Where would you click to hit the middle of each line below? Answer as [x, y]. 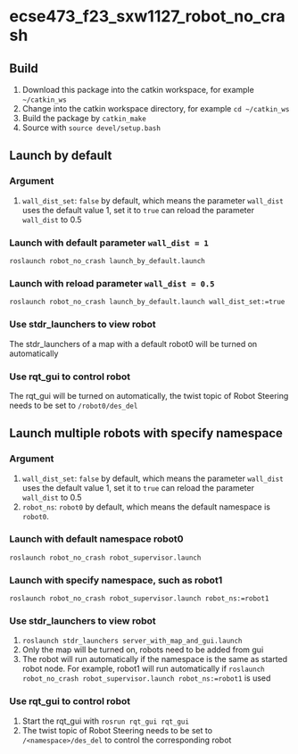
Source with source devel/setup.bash [91, 128]
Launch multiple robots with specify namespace [146, 433]
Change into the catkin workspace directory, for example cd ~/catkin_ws [156, 108]
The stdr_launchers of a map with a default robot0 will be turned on [133, 344]
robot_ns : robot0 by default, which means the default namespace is [146, 507]
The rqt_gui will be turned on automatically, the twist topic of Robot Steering [149, 395]
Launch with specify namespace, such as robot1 [116, 580]
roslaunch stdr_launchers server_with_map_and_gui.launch [132, 641]
